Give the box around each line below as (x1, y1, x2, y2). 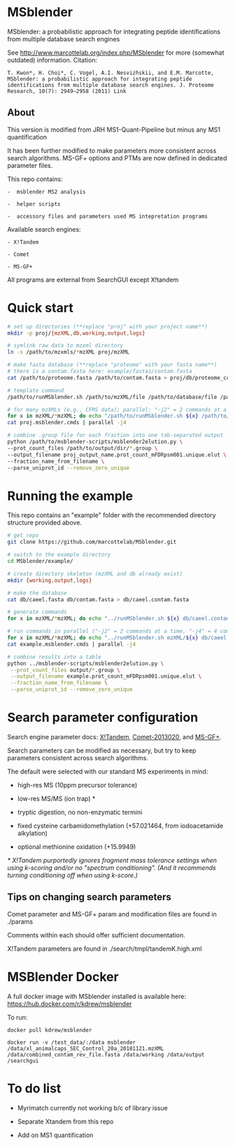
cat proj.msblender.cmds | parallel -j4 (7, 419, 127, 426)
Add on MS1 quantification (17, 1131, 94, 1139)
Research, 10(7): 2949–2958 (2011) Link (7, 88, 127, 95)
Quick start (7, 300, 73, 316)
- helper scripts (7, 200, 61, 207)
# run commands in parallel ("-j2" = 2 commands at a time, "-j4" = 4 (7, 628, 218, 635)
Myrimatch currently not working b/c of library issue (17, 1103, 168, 1112)
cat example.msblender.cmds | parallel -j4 (7, 641, 136, 648)
